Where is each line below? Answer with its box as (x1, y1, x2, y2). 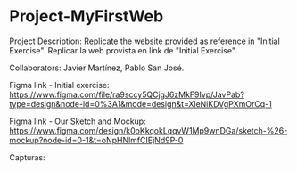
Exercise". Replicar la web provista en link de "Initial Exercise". (9, 45, 238, 55)
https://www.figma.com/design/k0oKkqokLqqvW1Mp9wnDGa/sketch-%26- (9, 125, 288, 135)
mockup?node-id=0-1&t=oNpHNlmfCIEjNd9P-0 (9, 134, 184, 145)
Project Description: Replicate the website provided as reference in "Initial (9, 36, 281, 46)
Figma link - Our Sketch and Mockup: (9, 116, 146, 126)
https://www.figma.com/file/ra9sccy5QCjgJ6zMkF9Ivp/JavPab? (9, 89, 245, 100)
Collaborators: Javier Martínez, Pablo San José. (9, 62, 185, 73)
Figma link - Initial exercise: (9, 79, 110, 90)
